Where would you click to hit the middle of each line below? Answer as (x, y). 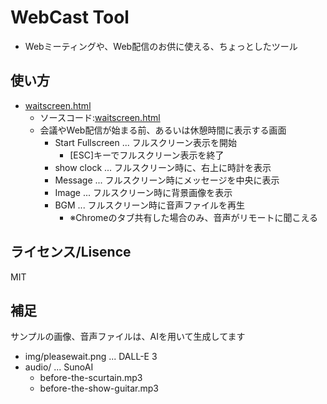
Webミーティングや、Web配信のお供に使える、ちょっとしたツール (161, 46)
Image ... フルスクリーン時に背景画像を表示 (143, 192)
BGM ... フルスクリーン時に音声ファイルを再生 (149, 205)
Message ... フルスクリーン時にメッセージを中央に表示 (167, 180)
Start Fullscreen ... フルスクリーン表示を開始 (146, 142)
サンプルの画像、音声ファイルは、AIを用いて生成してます (128, 337)
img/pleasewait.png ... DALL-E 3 (91, 357)
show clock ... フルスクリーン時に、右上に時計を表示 (163, 167)
